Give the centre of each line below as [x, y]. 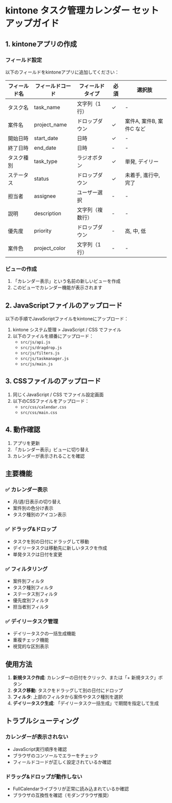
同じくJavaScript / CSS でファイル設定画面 [58, 395]
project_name [51, 124]
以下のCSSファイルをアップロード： [51, 401]
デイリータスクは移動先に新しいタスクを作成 [60, 548]
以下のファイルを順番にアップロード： [53, 336]
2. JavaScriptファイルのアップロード [64, 305]
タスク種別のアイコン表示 [40, 514]
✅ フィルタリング [26, 569]
